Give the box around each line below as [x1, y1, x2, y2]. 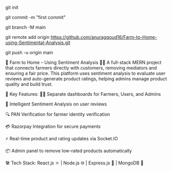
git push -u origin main [5, 50, 53, 55]
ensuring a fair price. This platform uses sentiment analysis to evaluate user [5, 70, 166, 76]
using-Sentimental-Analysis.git [5, 39, 71, 46]
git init [5, 5, 19, 10]
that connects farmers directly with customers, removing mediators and [5, 65, 157, 71]
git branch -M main [5, 24, 46, 30]
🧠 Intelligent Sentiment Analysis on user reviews [5, 101, 107, 107]
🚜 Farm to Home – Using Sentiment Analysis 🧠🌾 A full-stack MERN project [5, 59, 162, 66]
